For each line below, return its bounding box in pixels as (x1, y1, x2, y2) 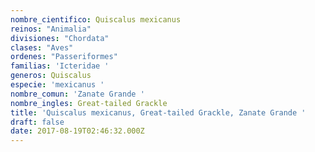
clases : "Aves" (10, 42, 74, 53)
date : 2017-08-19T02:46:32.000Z (10, 126, 145, 136)
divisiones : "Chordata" (10, 33, 110, 43)
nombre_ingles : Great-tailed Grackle (10, 98, 168, 108)
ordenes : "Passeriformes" (10, 52, 118, 62)
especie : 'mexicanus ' (10, 80, 105, 90)
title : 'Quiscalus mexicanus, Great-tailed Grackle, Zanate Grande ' (10, 107, 307, 118)
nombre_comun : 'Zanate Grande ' (10, 89, 145, 99)
